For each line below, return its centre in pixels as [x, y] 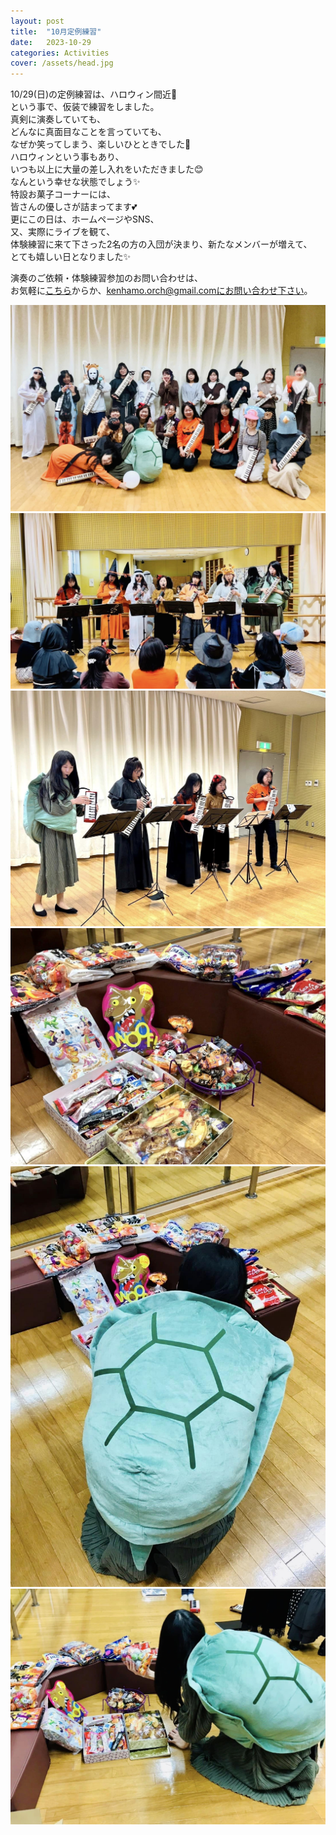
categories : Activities [60, 53]
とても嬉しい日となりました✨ [70, 257]
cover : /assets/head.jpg [62, 63]
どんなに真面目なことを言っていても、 [88, 132]
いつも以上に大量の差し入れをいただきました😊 [107, 169]
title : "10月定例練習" [56, 31]
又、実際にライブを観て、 [63, 232]
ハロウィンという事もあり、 [67, 157]
